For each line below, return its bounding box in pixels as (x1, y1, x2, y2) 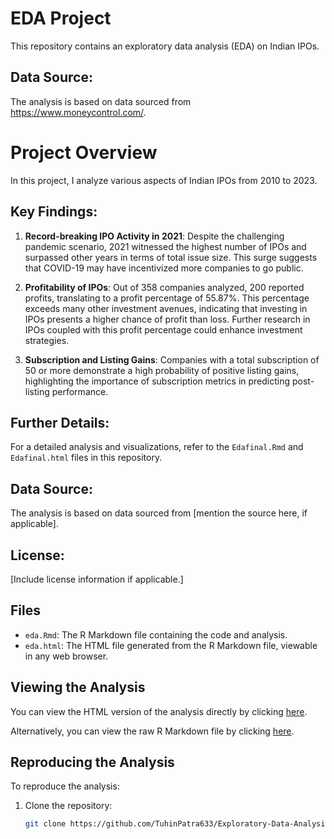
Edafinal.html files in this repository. (10, 452, 163, 464)
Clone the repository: (24, 800, 113, 812)
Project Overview (10, 141, 158, 164)
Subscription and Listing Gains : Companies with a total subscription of (24, 353, 320, 366)
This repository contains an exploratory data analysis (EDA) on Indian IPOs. (10, 40, 320, 52)
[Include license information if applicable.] (10, 573, 184, 585)
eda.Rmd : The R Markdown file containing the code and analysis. (24, 628, 288, 641)
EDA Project (10, 7, 112, 30)
